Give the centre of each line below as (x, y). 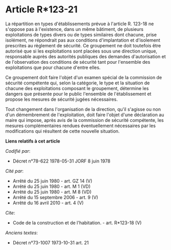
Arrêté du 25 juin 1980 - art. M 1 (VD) (51, 186)
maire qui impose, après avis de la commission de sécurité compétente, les (84, 120)
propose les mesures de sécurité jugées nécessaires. (61, 99)
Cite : (10, 212)
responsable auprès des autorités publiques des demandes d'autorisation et (86, 56)
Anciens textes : (22, 233)
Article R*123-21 (41, 10)
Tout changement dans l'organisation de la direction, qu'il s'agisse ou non (83, 109)
